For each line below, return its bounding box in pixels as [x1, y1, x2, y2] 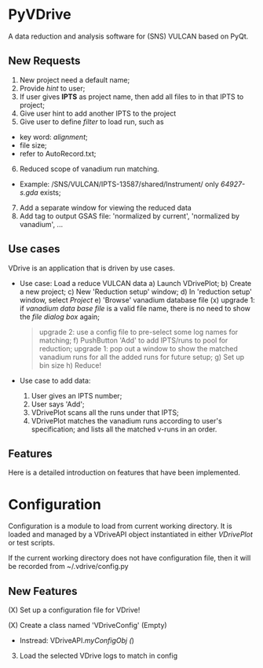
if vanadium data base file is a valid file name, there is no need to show [19, 303, 251, 313]
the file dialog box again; [19, 312, 100, 321]
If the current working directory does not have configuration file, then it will [8, 553, 251, 563]
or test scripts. [8, 538, 55, 548]
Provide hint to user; [19, 83, 86, 93]
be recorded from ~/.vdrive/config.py [8, 562, 129, 571]
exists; [39, 187, 61, 197]
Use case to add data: [19, 376, 91, 385]
